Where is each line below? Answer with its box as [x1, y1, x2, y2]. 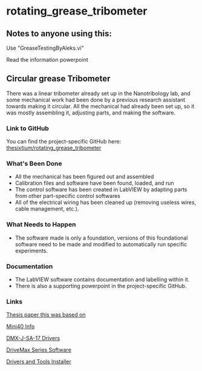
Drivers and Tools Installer [6, 358, 71, 366]
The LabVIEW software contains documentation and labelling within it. [15, 276, 190, 283]
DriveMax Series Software [6, 346, 71, 353]
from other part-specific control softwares [15, 192, 121, 200]
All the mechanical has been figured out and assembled [15, 173, 154, 180]
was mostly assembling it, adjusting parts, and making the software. [6, 109, 176, 116]
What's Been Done [6, 159, 62, 168]
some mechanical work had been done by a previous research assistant [6, 96, 186, 103]
